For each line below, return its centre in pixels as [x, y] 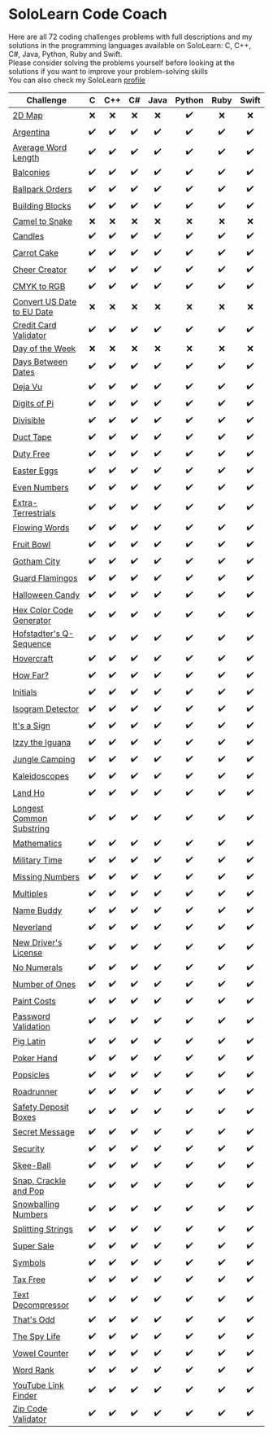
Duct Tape [32, 437]
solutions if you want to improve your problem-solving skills [108, 71]
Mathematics [37, 844]
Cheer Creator [40, 270]
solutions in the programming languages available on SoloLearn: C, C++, [130, 45]
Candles [28, 236]
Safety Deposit [41, 1107]
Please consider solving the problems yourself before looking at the [122, 63]
